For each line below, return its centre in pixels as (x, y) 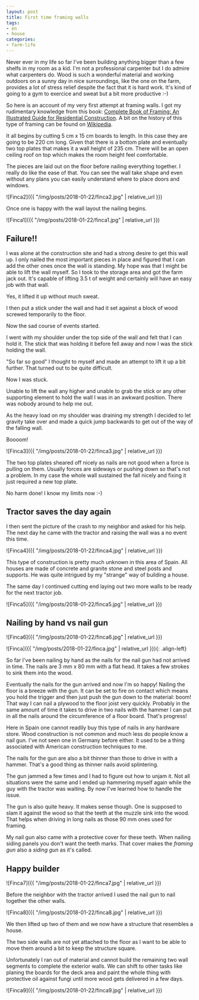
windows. (18, 185)
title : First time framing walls (48, 17)
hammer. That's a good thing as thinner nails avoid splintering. (82, 764)
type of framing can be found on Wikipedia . (59, 124)
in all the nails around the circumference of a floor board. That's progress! (97, 716)
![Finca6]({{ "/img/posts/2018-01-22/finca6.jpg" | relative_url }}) (84, 637)
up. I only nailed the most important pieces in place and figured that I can (96, 259)
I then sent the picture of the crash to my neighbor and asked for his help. (96, 526)
